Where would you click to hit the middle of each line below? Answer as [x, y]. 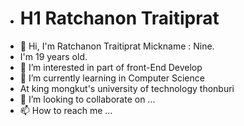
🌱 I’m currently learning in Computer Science [112, 78]
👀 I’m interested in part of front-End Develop [111, 67]
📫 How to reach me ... [66, 110]
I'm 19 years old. [53, 56]
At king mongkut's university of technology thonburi [127, 88]
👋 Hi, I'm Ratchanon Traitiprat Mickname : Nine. [117, 46]
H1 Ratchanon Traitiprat [119, 18]
